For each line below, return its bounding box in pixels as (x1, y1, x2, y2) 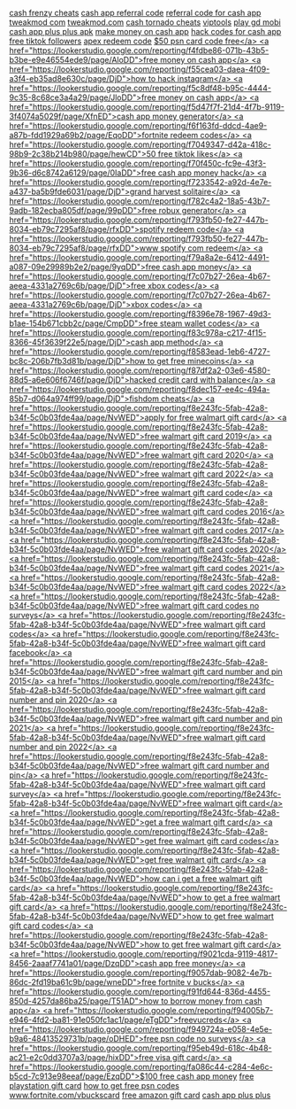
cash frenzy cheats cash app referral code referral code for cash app (9, 8, 262, 18)
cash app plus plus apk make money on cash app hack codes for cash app (9, 27, 282, 36)
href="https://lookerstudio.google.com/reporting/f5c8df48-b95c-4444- (9, 83, 272, 93)
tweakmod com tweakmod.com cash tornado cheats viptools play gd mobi (9, 17, 281, 27)
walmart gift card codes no (161, 601, 260, 610)
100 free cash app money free (144, 1071, 254, 1082)
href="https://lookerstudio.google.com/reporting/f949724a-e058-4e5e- (9, 1024, 272, 1035)
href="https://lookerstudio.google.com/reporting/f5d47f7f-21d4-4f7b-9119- (9, 102, 285, 112)
